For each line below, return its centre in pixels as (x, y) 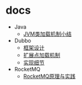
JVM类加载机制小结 (47, 34)
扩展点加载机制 (42, 55)
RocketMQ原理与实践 (49, 76)
